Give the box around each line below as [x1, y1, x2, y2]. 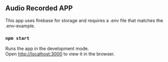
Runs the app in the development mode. [5, 45, 89, 52]
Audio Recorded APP [5, 4, 73, 13]
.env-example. [5, 23, 36, 29]
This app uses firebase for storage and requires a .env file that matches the [5, 17, 163, 23]
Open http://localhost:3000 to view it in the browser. [5, 51, 115, 57]
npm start [5, 35, 30, 41]
